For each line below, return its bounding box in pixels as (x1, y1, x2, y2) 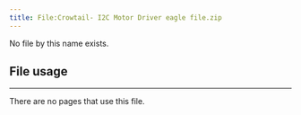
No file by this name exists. (9, 38, 109, 49)
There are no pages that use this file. (9, 96, 145, 107)
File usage (9, 64, 68, 79)
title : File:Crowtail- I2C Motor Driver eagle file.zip (9, 13, 222, 22)
